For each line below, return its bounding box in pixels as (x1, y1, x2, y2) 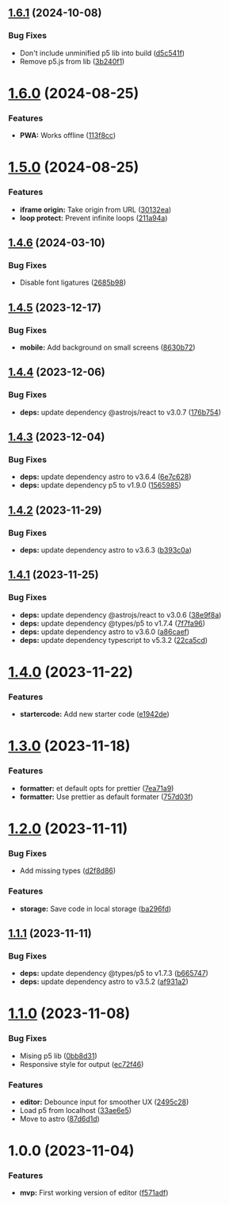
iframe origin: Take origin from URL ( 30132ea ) (19, 205, 172, 214)
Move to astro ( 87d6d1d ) (19, 1114, 101, 1123)
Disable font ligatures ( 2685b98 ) (19, 277, 127, 288)
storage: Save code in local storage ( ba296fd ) (19, 904, 172, 913)
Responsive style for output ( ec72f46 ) (19, 1059, 144, 1069)
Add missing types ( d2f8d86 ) (19, 866, 116, 875)
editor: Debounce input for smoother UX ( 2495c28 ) (19, 1097, 189, 1107)
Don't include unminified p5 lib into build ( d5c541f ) (19, 48, 185, 58)
